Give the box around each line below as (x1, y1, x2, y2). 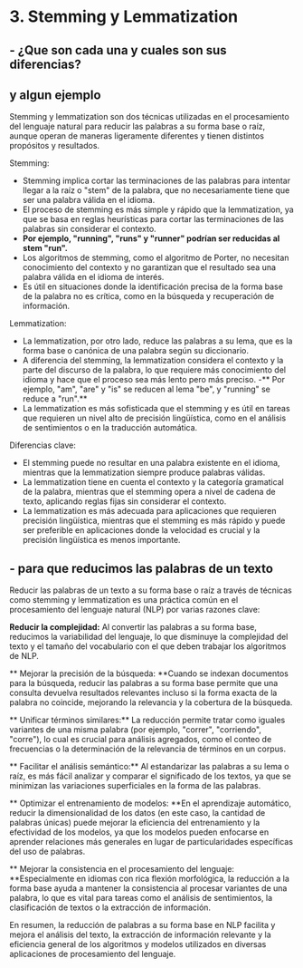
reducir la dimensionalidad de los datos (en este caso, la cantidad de (9, 808, 266, 818)
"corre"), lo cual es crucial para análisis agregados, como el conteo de (9, 734, 272, 745)
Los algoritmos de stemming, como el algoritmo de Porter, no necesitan (22, 252, 289, 264)
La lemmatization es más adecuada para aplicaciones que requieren (22, 506, 278, 517)
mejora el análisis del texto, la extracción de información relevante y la (9, 929, 271, 940)
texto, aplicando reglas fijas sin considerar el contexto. (22, 496, 227, 507)
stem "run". (22, 243, 68, 254)
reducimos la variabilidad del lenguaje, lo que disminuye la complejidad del (9, 632, 289, 643)
